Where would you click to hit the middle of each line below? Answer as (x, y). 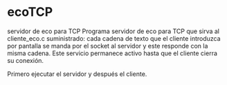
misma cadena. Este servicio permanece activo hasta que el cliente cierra (112, 53)
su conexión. (25, 60)
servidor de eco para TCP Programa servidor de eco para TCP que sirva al (113, 31)
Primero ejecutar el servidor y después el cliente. (77, 74)
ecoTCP (30, 12)
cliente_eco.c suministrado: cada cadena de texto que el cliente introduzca (114, 38)
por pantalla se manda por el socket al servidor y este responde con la (108, 46)
